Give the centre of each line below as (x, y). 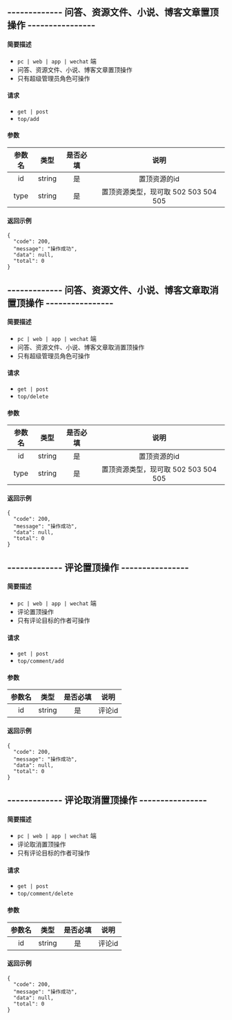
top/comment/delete (45, 894)
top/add (28, 119)
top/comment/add (40, 661)
